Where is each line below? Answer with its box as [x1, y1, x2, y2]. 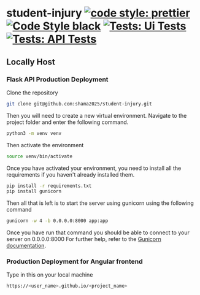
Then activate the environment [6, 141, 84, 148]
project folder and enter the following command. [6, 118, 129, 126]
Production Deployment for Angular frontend [6, 258, 143, 266]
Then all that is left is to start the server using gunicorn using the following [6, 199, 194, 207]
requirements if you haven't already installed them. [6, 170, 135, 178]
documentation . [6, 242, 47, 250]
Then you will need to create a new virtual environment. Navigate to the [6, 112, 187, 119]
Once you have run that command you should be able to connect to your [6, 229, 190, 236]
